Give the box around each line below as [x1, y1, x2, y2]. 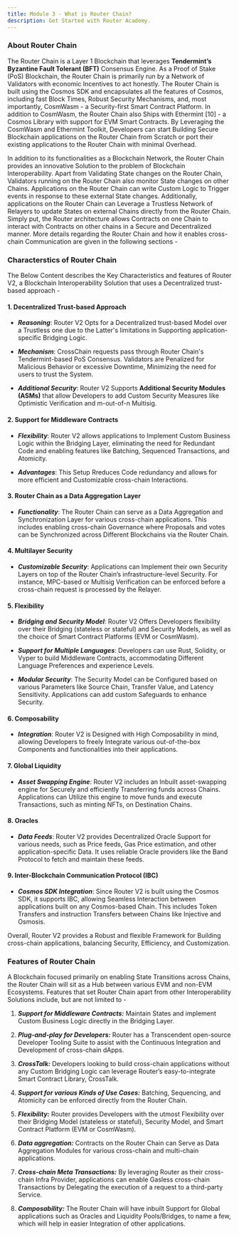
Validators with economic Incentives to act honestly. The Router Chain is [7, 79, 219, 88]
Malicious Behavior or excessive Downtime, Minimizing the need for [17, 363, 217, 371]
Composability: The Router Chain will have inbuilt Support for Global [17, 1204, 221, 1213]
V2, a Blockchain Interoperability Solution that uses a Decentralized [7, 279, 205, 287]
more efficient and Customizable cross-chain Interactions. [17, 475, 188, 484]
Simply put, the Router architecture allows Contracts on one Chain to [7, 215, 208, 223]
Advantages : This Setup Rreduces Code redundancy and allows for [17, 467, 217, 476]
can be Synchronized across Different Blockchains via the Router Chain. [17, 530, 229, 539]
